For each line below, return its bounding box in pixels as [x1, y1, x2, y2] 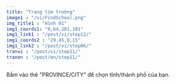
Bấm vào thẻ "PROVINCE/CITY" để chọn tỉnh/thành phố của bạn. [6, 71, 170, 78]
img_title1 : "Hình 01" [6, 20, 67, 26]
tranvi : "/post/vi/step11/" [6, 49, 81, 55]
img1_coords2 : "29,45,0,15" [6, 37, 81, 43]
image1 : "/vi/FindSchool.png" [6, 15, 86, 21]
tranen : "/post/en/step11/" [6, 54, 81, 60]
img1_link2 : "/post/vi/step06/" [6, 43, 92, 49]
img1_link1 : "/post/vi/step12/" [6, 32, 92, 38]
